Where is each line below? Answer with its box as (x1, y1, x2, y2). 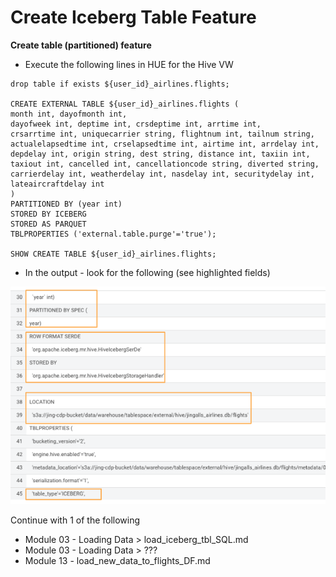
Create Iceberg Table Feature (10, 6, 257, 29)
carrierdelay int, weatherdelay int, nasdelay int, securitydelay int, (10, 169, 315, 179)
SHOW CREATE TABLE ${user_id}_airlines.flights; (10, 249, 217, 259)
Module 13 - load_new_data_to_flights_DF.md (24, 554, 211, 566)
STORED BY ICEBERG (10, 209, 87, 219)
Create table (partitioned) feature (10, 39, 152, 51)
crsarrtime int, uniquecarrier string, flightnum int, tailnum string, (10, 129, 315, 139)
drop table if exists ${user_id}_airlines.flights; (10, 79, 230, 89)
